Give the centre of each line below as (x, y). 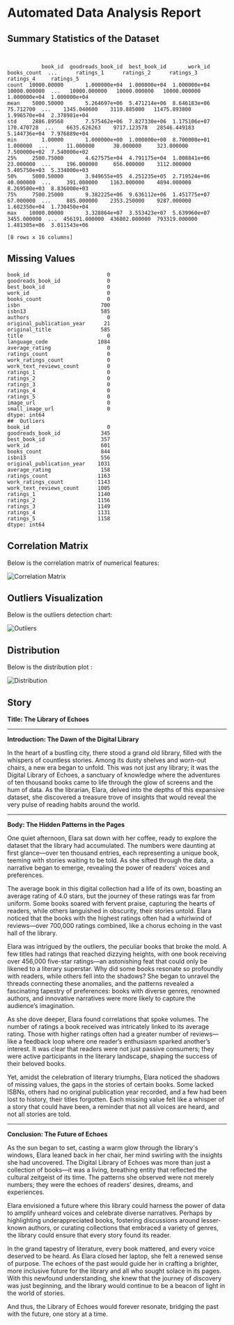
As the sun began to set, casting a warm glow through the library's (103, 1148)
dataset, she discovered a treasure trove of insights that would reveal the (112, 797)
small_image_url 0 (59, 409)
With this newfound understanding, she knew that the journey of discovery (114, 1278)
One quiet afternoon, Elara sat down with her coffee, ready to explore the (112, 838)
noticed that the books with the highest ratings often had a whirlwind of (110, 918)
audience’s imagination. (41, 1006)
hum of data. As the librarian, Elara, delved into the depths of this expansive (116, 790)
